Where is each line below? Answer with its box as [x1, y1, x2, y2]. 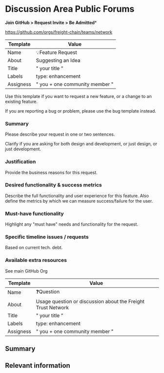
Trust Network [36, 304, 69, 311]
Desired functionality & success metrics [5, 182, 102, 188]
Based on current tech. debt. [5, 245, 63, 251]
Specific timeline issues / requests [5, 233, 89, 240]
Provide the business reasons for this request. [5, 169, 98, 175]
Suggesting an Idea [36, 57, 81, 64]
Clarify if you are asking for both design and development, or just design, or [5, 141, 158, 147]
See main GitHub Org [5, 268, 48, 274]
